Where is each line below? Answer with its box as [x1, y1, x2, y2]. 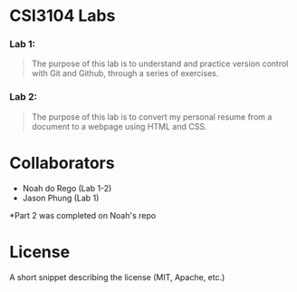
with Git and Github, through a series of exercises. [31, 68, 219, 79]
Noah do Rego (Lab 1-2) [22, 182, 112, 193]
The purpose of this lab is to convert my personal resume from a [31, 111, 273, 122]
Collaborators [9, 152, 115, 173]
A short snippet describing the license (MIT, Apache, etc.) [9, 271, 225, 282]
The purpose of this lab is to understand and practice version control [31, 58, 289, 69]
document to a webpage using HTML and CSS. [31, 121, 207, 131]
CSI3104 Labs [9, 5, 116, 26]
